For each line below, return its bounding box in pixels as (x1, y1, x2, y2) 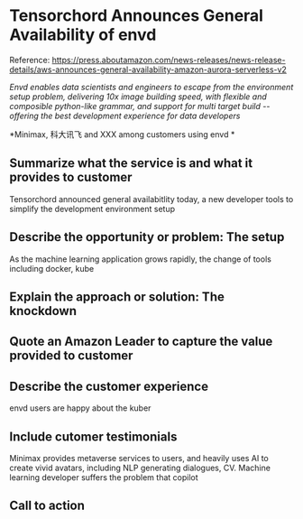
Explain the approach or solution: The (9, 289, 225, 304)
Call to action (9, 498, 86, 514)
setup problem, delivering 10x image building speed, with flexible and (9, 91, 268, 102)
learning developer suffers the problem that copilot (9, 471, 198, 483)
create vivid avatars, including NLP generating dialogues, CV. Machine (9, 462, 271, 473)
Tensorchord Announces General (9, 5, 264, 26)
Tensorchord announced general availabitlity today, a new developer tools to (9, 193, 294, 204)
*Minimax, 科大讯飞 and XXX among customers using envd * (9, 128, 235, 140)
